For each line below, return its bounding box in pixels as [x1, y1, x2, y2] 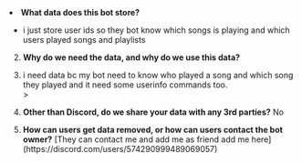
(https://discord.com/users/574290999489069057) [22, 144, 218, 154]
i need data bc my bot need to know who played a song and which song [22, 70, 294, 80]
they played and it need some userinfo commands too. [22, 79, 228, 90]
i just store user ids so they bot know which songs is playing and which [22, 25, 290, 36]
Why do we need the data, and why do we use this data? [22, 52, 240, 63]
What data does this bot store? [21, 7, 140, 17]
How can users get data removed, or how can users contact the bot [22, 125, 283, 135]
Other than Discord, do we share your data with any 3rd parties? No [22, 107, 285, 117]
